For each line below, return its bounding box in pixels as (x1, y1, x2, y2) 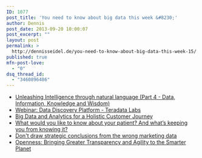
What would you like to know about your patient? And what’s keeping (15, 119, 188, 126)
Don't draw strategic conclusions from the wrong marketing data (15, 132, 177, 140)
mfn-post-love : (6, 60, 45, 66)
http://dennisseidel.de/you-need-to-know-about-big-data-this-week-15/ (12, 49, 197, 55)
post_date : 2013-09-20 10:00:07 (6, 26, 88, 32)
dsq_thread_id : (6, 71, 45, 77)
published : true (6, 54, 47, 60)
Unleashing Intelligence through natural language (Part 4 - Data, (15, 94, 176, 101)
